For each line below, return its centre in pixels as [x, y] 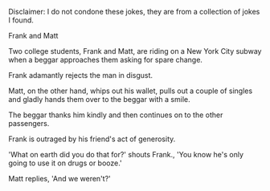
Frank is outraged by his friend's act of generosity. [92, 139]
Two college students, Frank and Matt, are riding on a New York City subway [135, 51]
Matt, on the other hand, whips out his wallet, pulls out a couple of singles [131, 91]
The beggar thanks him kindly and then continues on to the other [116, 115]
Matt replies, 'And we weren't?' [59, 179]
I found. [21, 20]
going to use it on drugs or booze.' [65, 163]
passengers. [29, 123]
